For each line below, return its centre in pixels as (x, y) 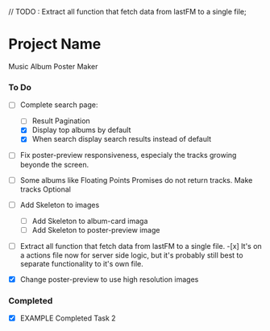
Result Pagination (61, 121)
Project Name (55, 44)
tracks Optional (45, 189)
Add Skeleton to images (60, 205)
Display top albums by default (81, 130)
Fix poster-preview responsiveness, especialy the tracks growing (128, 155)
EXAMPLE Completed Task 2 (68, 318)
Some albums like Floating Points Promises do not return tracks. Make (136, 180)
